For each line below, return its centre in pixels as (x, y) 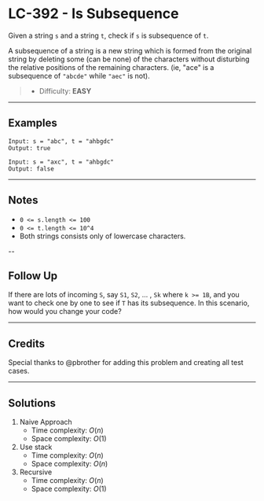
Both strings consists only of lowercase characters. (103, 236)
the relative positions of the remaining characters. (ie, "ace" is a (111, 67)
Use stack (36, 447)
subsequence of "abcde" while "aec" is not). (79, 76)
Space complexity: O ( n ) (70, 464)
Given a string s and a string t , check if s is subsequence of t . (108, 35)
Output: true (29, 148)
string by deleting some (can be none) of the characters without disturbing (129, 59)
